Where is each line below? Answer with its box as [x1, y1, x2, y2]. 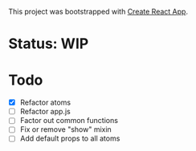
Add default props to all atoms [19, 133, 120, 143]
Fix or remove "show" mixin [19, 125, 112, 134]
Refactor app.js [19, 107, 71, 117]
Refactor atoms [19, 97, 71, 107]
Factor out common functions [19, 116, 119, 125]
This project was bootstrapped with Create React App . [8, 7, 189, 16]
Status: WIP [8, 35, 89, 53]
